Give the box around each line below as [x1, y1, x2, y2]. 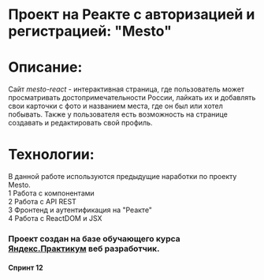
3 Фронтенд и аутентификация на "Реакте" [8, 205, 152, 215]
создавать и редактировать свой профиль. [8, 118, 153, 128]
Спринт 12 [8, 263, 43, 272]
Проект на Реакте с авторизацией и [8, 6, 255, 24]
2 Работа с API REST [8, 197, 76, 207]
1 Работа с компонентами [8, 189, 95, 198]
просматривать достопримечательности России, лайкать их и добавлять [8, 93, 256, 103]
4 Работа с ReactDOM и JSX [8, 214, 102, 223]
